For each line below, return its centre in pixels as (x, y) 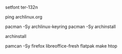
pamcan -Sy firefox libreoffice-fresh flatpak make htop (61, 46)
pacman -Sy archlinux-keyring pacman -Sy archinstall (61, 26)
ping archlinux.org (24, 17)
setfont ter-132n (22, 7)
